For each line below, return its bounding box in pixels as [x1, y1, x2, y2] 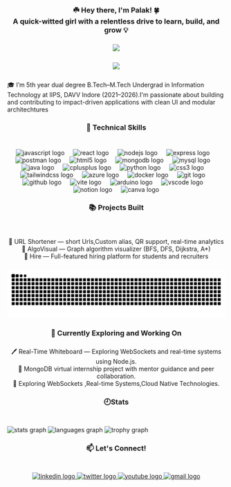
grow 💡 [104, 25, 129, 35]
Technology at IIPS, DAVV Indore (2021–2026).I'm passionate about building [7, 90, 224, 98]
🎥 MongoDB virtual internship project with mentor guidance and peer [18, 364, 214, 373]
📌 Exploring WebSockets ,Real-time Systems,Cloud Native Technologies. [12, 379, 220, 387]
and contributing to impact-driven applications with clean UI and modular [7, 98, 216, 106]
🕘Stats [103, 397, 129, 407]
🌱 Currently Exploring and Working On [50, 328, 182, 337]
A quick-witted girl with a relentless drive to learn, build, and [12, 16, 220, 26]
